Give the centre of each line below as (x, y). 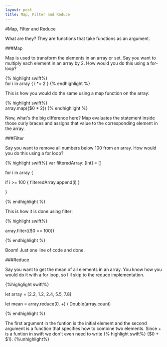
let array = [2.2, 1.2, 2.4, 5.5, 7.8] (38, 294)
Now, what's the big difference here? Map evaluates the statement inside (80, 117)
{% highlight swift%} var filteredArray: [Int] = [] (54, 162)
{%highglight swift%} (27, 284)
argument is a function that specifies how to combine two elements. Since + (83, 328)
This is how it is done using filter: (39, 211)
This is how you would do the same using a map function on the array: (77, 93)
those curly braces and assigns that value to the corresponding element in (82, 123)
